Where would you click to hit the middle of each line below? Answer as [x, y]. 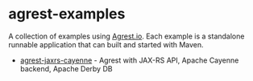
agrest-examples [67, 14]
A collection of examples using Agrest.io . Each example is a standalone [126, 36]
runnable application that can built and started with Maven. [106, 44]
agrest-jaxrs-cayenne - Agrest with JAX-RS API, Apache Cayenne [129, 60]
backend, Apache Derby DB [66, 68]
